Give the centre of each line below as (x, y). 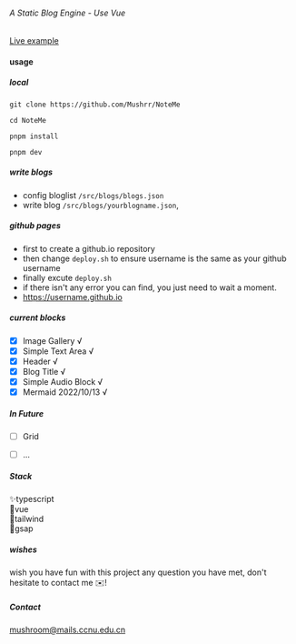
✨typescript (32, 499)
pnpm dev (26, 152)
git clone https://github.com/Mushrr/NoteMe (95, 105)
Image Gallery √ (52, 340)
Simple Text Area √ (58, 351)
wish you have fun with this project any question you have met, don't (138, 572)
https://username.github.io (72, 297)
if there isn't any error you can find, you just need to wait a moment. (149, 287)
